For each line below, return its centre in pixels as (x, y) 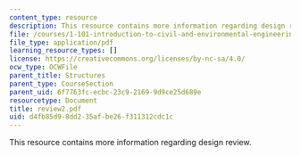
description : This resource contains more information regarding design (147, 26)
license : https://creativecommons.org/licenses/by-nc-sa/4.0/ (127, 59)
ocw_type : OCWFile (43, 68)
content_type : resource (54, 17)
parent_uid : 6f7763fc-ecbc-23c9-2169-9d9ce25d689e (105, 92)
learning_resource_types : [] (63, 51)
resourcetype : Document (54, 100)
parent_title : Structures (57, 76)
